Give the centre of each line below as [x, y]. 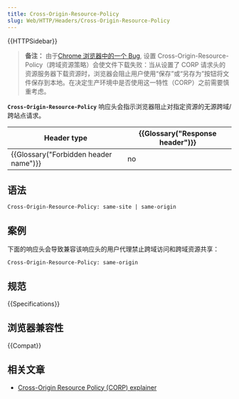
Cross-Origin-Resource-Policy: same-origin [73, 263]
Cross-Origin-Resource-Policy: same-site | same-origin [92, 207]
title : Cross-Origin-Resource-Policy [63, 14]
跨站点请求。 [26, 115]
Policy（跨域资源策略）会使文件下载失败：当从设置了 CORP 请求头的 [125, 64]
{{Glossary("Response [177, 133]
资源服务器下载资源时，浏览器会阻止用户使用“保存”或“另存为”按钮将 [124, 73]
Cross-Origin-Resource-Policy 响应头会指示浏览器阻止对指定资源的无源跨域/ [119, 106]
